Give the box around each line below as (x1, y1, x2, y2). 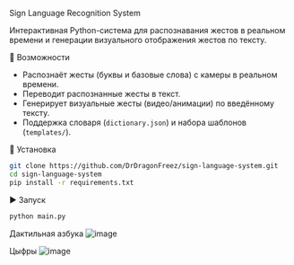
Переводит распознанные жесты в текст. (22, 89, 181, 99)
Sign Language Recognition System (9, 8, 141, 18)
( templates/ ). (22, 127, 72, 137)
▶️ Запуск (9, 194, 47, 205)
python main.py (9, 211, 66, 221)
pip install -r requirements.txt (9, 178, 134, 187)
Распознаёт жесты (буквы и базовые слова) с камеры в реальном (22, 69, 278, 80)
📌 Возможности (9, 52, 70, 62)
